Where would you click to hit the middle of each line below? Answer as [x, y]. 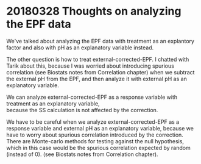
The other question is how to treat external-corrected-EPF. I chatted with [98, 59]
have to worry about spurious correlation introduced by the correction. [95, 135]
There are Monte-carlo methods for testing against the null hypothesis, [95, 141]
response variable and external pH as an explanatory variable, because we [100, 128]
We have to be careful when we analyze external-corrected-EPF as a [93, 122]
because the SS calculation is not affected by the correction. [82, 110]
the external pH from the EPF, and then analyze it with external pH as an [97, 79]
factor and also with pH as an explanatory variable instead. [80, 48]
